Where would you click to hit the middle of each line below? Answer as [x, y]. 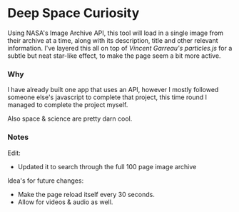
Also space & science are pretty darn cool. [70, 118]
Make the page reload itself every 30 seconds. [86, 194]
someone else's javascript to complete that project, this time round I [107, 97]
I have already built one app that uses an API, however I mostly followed [113, 90]
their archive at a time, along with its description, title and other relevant [113, 40]
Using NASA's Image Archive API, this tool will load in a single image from [115, 33]
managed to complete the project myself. [68, 105]
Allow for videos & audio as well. [65, 202]
